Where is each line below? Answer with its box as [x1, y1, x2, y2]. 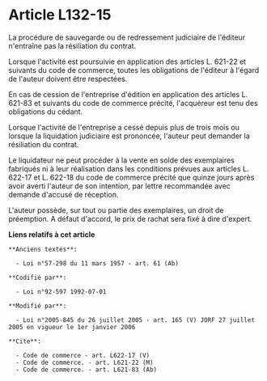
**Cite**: [8, 337, 42, 345]
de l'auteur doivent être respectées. [8, 74, 128, 83]
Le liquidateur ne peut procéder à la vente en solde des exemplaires [8, 155, 235, 165]
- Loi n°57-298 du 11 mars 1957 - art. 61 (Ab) [15, 259, 180, 268]
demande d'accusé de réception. [8, 189, 119, 199]
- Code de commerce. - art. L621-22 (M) [15, 358, 154, 366]
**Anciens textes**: [8, 245, 78, 253]
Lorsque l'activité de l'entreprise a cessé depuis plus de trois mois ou [8, 122, 240, 132]
